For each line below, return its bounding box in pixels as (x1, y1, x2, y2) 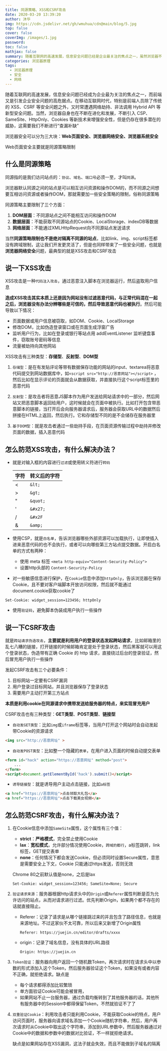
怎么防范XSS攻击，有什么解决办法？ (5, 445, 117, 454)
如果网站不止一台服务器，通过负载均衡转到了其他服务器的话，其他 (19, 994, 155, 1000)
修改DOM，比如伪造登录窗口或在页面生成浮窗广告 (12, 324, 115, 330)
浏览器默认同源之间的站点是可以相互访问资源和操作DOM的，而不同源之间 (5, 184, 155, 190)
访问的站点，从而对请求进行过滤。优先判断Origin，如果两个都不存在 (16, 897, 156, 903)
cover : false (5, 30, 32, 35)
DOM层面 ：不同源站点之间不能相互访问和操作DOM (12, 212, 117, 218)
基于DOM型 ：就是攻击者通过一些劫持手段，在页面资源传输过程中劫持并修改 (12, 423, 161, 429)
